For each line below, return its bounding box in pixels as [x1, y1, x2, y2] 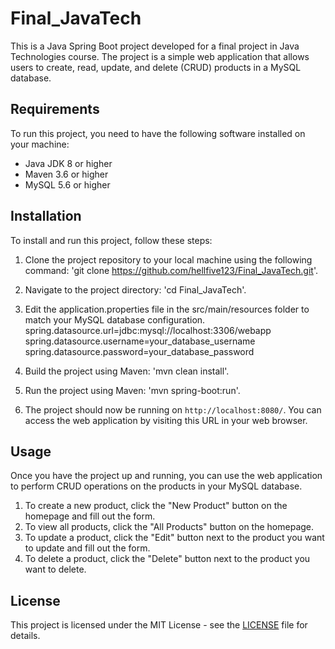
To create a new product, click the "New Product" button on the [24, 500, 288, 512]
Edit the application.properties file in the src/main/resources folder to [24, 303, 310, 315]
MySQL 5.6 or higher [24, 178, 111, 191]
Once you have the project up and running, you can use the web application [10, 470, 323, 482]
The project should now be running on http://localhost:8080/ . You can [24, 403, 322, 416]
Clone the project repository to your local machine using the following [24, 253, 313, 266]
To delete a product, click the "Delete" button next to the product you [24, 553, 311, 565]
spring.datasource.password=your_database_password [24, 345, 255, 357]
